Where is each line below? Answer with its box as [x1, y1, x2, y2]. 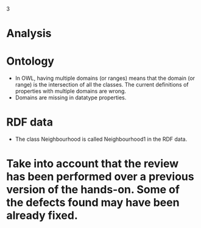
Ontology [6, 54, 55, 68]
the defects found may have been [6, 196, 180, 210]
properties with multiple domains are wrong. [15, 88, 127, 95]
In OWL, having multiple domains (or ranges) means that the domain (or [15, 74, 196, 82]
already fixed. [6, 208, 78, 223]
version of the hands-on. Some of [6, 183, 180, 197]
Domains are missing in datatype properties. [15, 94, 127, 101]
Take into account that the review [6, 157, 179, 171]
